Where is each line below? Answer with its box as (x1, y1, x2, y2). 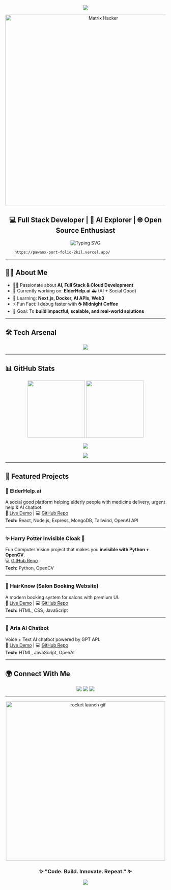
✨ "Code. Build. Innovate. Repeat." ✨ (39, 868, 132, 875)
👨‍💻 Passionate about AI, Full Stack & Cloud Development (12, 282, 134, 288)
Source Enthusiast (55, 226, 116, 235)
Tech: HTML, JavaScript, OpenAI (5, 649, 75, 655)
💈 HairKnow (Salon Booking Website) (5, 582, 99, 589)
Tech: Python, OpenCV (5, 565, 54, 571)
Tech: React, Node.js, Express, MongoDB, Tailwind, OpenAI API (5, 517, 138, 523)
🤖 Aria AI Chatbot (5, 625, 49, 632)
